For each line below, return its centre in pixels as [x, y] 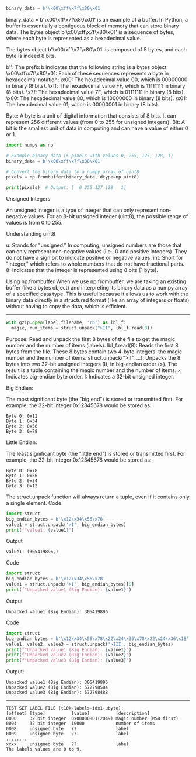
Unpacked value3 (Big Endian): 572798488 [57, 693]
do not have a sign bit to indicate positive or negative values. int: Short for [95, 258]
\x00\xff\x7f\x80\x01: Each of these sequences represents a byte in [87, 73]
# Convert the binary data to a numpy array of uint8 [73, 172]
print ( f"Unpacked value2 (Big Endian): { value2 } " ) [69, 655]
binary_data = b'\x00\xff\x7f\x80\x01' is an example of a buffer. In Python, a [97, 19]
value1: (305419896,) [32, 552]
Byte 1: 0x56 [22, 476]
